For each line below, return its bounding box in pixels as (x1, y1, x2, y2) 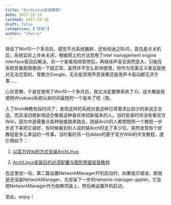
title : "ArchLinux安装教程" (5, 7, 62, 13)
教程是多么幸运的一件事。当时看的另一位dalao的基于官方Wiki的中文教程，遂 (5, 131, 164, 137)
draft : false (5, 21, 33, 27)
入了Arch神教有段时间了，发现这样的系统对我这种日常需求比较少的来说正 (5, 106, 158, 112)
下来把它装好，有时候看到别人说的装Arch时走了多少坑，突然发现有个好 (14, 125, 162, 131)
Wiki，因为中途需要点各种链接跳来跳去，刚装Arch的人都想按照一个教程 (5, 118, 154, 124)
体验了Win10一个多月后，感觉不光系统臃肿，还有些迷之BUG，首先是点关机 (5, 46, 161, 52)
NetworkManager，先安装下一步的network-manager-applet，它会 (22, 176, 162, 183)
